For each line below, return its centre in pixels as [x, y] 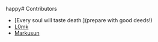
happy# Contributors [32, 9]
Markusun [27, 33]
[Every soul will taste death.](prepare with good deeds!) [83, 20]
